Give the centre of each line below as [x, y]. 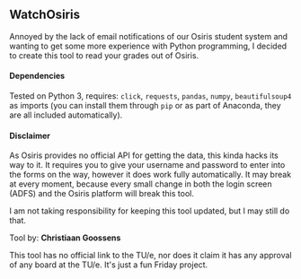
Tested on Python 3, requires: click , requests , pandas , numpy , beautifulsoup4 [150, 96]
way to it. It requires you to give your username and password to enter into [147, 165]
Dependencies [37, 76]
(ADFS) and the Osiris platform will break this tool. [102, 194]
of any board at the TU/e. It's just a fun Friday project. [109, 265]
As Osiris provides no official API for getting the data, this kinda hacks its [144, 155]
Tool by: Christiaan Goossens [65, 238]
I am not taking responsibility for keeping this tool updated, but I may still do [150, 211]
